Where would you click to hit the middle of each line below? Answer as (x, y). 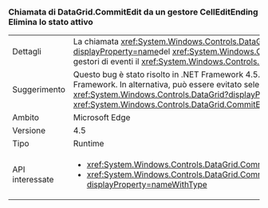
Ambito (26, 118)
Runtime (89, 144)
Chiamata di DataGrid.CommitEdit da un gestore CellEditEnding (133, 12)
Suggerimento (39, 90)
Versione (29, 130)
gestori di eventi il (106, 62)
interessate (33, 180)
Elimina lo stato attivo (51, 22)
